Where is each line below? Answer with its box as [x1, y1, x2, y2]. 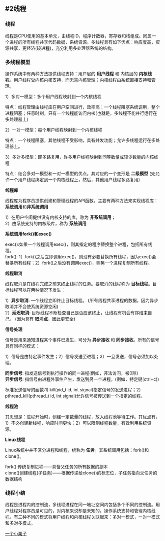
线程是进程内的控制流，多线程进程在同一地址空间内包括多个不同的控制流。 [5, 502, 156, 507]
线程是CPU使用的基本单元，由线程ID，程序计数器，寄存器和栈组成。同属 [5, 33, 152, 38]
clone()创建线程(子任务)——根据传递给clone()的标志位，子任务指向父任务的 [5, 470, 158, 475]
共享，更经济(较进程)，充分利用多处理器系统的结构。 [9, 45, 116, 51]
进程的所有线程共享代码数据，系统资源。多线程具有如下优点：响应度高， [9, 39, 156, 45]
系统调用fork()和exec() [5, 231, 52, 237]
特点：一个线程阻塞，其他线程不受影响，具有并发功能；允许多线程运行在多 [5, 137, 156, 143]
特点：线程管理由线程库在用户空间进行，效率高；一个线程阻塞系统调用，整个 [5, 104, 160, 110]
